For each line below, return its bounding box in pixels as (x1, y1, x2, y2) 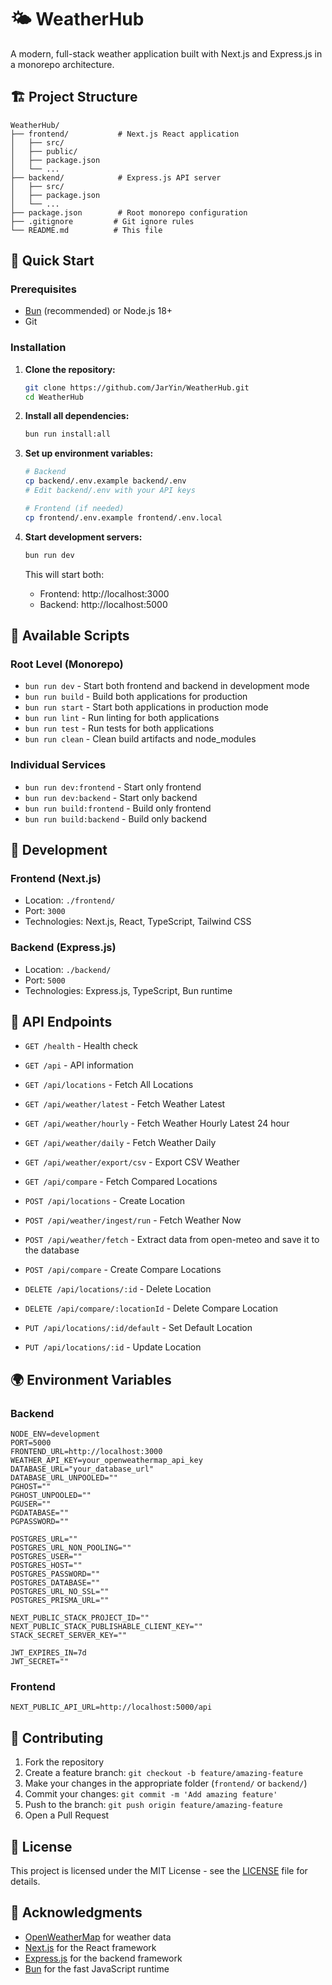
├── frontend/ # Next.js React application (10, 129, 240, 139)
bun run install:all (24, 429, 111, 440)
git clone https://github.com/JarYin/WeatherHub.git (24, 382, 250, 393)
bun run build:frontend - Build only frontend (24, 802, 212, 814)
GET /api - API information (24, 1059, 134, 1071)
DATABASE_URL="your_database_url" (10, 1464, 155, 1475)
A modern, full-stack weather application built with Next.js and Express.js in (10, 47, 323, 60)
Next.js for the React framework (24, 1941, 157, 1953)
